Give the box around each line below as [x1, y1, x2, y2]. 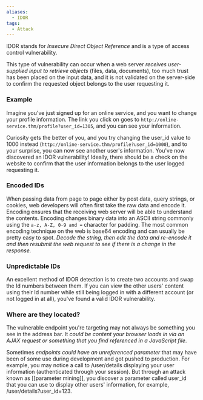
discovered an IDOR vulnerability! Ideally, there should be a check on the [6, 153, 188, 160]
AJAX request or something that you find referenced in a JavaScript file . [6, 337, 187, 344]
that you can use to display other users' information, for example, [6, 381, 170, 388]
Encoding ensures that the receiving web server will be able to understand [6, 208, 192, 215]
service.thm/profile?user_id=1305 [6, 123, 94, 129]
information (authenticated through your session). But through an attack [6, 368, 186, 376]
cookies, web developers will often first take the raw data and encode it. [6, 201, 187, 209]
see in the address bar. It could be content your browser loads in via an [6, 331, 185, 338]
